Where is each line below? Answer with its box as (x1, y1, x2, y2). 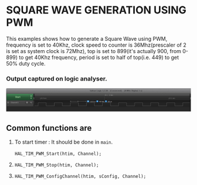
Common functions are (6, 123, 92, 133)
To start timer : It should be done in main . (14, 138, 113, 146)
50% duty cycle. (6, 60, 46, 67)
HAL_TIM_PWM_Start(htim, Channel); (14, 151, 102, 157)
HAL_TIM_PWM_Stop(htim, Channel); (14, 162, 99, 168)
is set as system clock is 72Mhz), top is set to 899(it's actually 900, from (6, 47, 182, 54)
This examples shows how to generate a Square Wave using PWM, (6, 35, 168, 42)
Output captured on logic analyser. (6, 74, 107, 82)
